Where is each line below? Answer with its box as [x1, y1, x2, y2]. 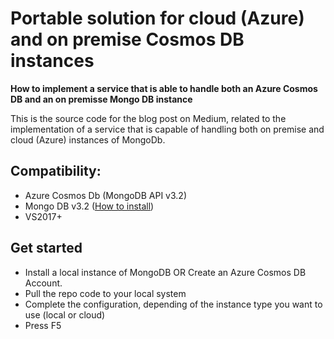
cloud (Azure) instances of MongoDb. [10, 133, 166, 146]
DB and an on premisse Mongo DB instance [10, 93, 193, 105]
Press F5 [24, 319, 62, 331]
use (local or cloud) [24, 308, 106, 321]
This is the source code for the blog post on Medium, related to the [10, 112, 287, 124]
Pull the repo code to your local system [24, 287, 187, 299]
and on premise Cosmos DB [10, 28, 245, 51]
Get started [10, 240, 83, 257]
